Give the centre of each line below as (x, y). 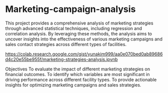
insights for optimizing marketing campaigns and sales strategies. (73, 85)
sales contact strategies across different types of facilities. (66, 44)
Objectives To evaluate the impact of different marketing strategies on (78, 69)
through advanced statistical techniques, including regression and (74, 28)
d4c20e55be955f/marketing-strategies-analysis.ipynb (62, 59)
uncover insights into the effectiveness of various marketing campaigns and (84, 39)
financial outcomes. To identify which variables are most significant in (77, 74)
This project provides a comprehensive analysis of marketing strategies (79, 23)
